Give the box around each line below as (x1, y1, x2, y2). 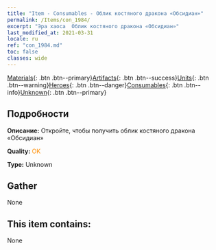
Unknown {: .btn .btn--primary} (20, 88, 107, 96)
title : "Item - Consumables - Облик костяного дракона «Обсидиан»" (7, 10, 204, 17)
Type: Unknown (7, 160, 53, 168)
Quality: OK (7, 147, 41, 155)
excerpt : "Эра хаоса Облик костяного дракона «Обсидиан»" (7, 23, 180, 30)
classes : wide (7, 55, 48, 62)
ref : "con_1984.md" (7, 42, 63, 49)
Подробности (7, 108, 69, 120)
